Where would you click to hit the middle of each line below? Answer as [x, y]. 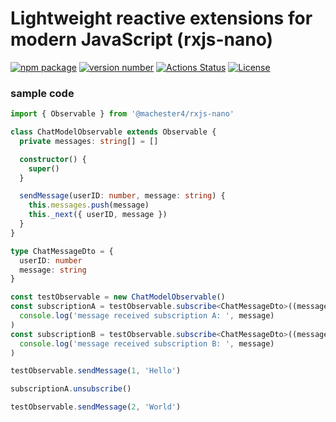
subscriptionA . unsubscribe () [71, 389]
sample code [42, 93]
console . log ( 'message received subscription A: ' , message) [147, 316]
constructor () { [53, 159]
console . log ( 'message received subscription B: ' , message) [147, 343]
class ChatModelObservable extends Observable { [113, 132]
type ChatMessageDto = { [62, 251]
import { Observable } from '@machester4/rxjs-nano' [122, 114]
